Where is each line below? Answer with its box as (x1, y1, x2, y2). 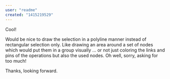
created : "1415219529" (5, 12, 53, 17)
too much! (5, 58, 27, 64)
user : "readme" (5, 7, 38, 13)
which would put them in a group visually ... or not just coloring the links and (5, 47, 165, 53)
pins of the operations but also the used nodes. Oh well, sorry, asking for (5, 52, 158, 59)
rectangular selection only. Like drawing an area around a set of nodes (5, 41, 154, 47)
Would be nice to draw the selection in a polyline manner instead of (5, 36, 147, 42)
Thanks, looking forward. (5, 67, 58, 74)
